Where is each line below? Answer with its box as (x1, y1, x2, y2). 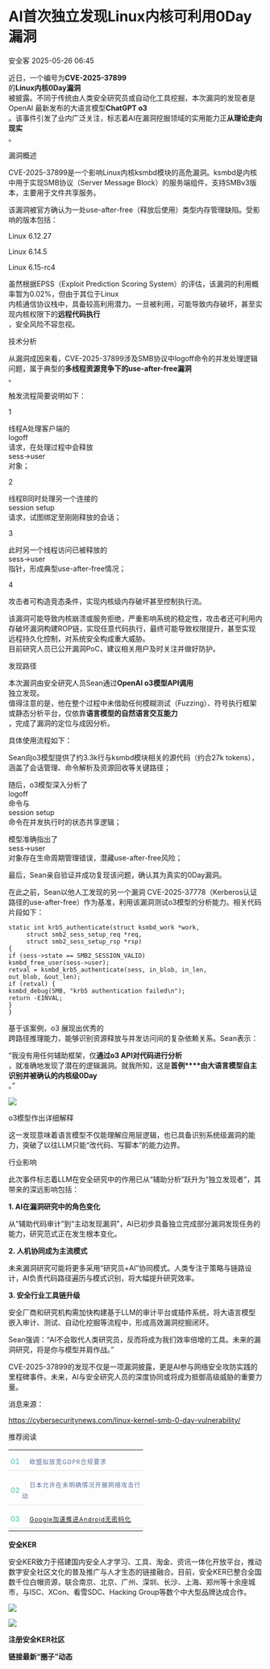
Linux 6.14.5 (8, 247, 48, 256)
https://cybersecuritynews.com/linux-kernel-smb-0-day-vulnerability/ (8, 1415, 241, 1425)
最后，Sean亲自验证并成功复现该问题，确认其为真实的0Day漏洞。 (8, 870, 226, 880)
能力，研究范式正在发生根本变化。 (8, 1229, 122, 1238)
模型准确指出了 (8, 834, 58, 843)
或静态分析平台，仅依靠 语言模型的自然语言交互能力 (8, 708, 178, 718)
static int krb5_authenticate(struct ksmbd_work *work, (8, 923, 200, 931)
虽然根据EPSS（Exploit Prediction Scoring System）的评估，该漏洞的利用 (8, 279, 252, 289)
